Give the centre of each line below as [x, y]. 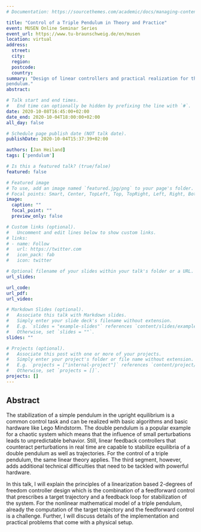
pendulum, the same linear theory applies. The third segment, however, [94, 459]
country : [22, 73]
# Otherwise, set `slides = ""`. [51, 332]
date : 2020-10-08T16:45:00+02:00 [48, 112]
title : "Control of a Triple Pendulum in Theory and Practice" [87, 22]
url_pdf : [17, 293]
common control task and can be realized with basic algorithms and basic [97, 421]
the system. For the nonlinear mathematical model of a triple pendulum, [94, 503]
